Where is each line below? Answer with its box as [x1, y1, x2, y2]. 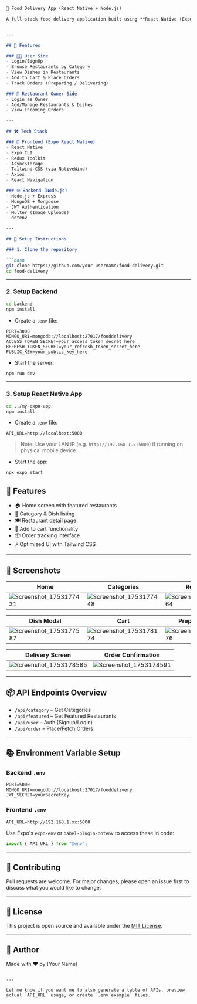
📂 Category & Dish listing [14, 510, 75, 517]
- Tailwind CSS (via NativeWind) [6, 166, 88, 172]
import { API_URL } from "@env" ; [6, 840, 88, 847]
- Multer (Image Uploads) [6, 209, 69, 215]
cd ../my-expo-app [6, 403, 51, 409]
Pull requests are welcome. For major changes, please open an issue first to [6, 878, 189, 885]
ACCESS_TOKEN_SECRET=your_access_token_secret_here [6, 338, 135, 344]
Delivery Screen [25, 651, 72, 659]
